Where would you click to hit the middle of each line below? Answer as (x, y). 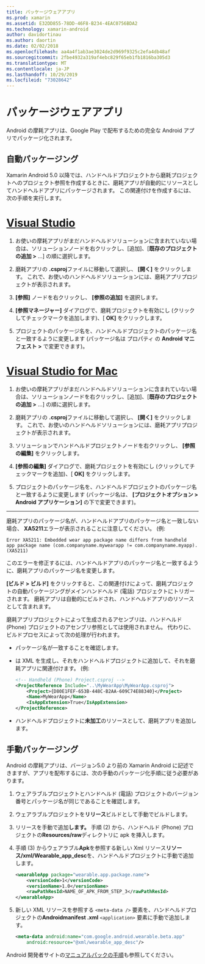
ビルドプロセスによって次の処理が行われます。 (65, 635)
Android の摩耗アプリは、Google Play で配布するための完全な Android (94, 131)
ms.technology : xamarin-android (47, 29)
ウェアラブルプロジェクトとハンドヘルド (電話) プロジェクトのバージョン (107, 793)
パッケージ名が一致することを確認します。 (68, 647)
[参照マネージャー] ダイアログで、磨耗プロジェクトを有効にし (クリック (105, 310)
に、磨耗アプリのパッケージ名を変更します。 (62, 570)
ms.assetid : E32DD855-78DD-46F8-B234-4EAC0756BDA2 (72, 23)
